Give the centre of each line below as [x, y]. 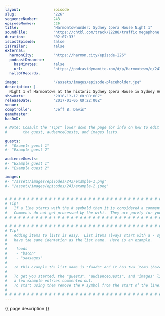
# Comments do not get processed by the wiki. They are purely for [79, 213]
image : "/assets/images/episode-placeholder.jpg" [73, 82]
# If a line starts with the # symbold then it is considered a [74, 208]
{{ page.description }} [27, 308]
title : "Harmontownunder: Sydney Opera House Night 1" [79, 28]
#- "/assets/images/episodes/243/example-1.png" [56, 181]
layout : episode [37, 10]
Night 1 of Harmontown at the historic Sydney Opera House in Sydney [82, 91]
